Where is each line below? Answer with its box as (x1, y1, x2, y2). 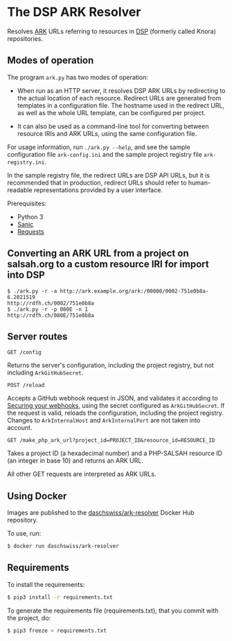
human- (188, 178, 211, 187)
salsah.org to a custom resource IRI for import (7, 258, 209, 271)
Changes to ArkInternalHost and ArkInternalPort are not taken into (7, 416, 201, 425)
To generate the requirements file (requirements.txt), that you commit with (7, 606, 219, 615)
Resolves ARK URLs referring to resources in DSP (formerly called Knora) (7, 27, 217, 35)
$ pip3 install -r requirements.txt (7, 594, 113, 601)
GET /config (7, 349, 42, 356)
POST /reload (7, 382, 45, 389)
